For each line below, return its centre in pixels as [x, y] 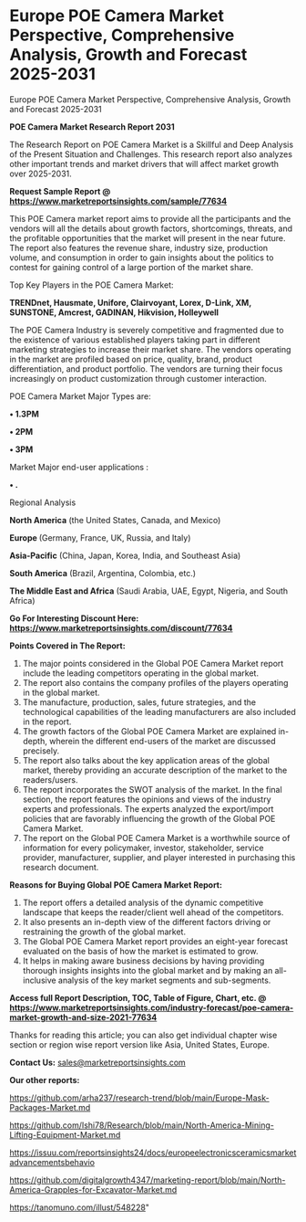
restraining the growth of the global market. [104, 932]
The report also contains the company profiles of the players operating [155, 682]
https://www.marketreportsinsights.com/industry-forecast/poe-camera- [152, 1007]
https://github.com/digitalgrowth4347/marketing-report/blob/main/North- [148, 1180]
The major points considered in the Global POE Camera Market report [153, 663]
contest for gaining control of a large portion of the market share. [132, 267]
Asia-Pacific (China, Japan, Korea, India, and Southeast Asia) [125, 555]
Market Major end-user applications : [79, 467]
